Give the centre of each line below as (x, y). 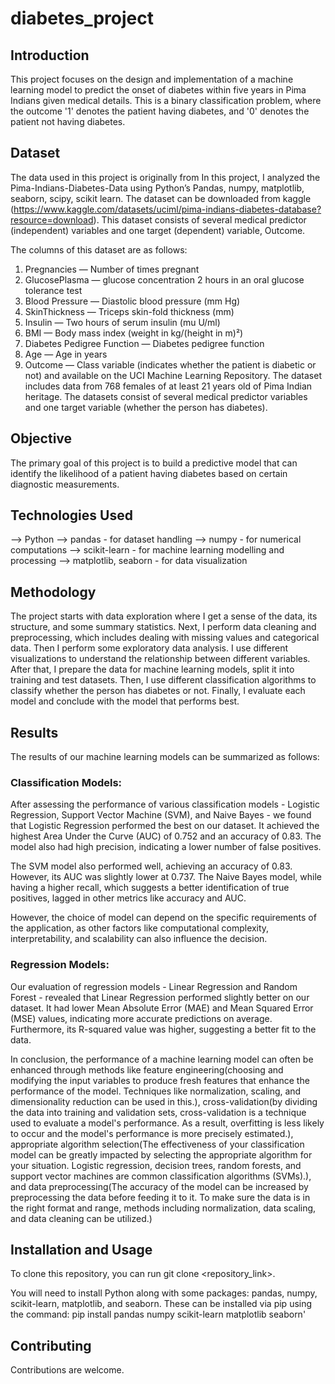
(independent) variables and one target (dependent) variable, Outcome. (158, 230)
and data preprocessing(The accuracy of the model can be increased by (159, 1186)
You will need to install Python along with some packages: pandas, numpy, (164, 1293)
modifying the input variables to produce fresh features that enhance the (160, 1080)
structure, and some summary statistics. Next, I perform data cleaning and (163, 627)
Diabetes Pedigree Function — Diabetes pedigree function (144, 343)
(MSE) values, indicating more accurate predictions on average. (141, 1018)
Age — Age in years (66, 354)
